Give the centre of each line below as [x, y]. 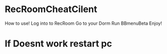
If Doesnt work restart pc [58, 44]
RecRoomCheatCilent [51, 9]
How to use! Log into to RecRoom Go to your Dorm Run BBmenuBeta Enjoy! [83, 23]
